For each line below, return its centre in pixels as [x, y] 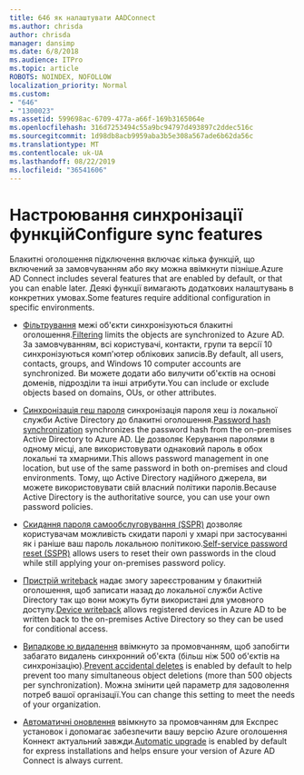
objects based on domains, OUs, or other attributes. [119, 392]
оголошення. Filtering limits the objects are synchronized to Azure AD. [153, 335]
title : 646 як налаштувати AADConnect [83, 18]
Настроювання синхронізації [126, 215]
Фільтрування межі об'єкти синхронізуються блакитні [127, 325]
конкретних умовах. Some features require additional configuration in [140, 298]
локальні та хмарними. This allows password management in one [146, 459]
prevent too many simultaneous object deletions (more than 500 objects [157, 676]
